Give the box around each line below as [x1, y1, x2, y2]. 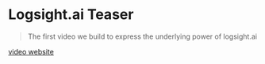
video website [8, 47, 54, 56]
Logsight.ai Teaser [8, 6, 134, 24]
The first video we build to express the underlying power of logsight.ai [27, 32, 258, 41]
